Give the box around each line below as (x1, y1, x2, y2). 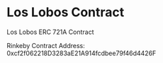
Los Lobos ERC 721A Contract (6, 28, 94, 36)
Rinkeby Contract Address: (6, 41, 86, 50)
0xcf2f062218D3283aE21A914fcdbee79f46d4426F (6, 49, 157, 57)
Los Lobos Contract (6, 4, 125, 21)
